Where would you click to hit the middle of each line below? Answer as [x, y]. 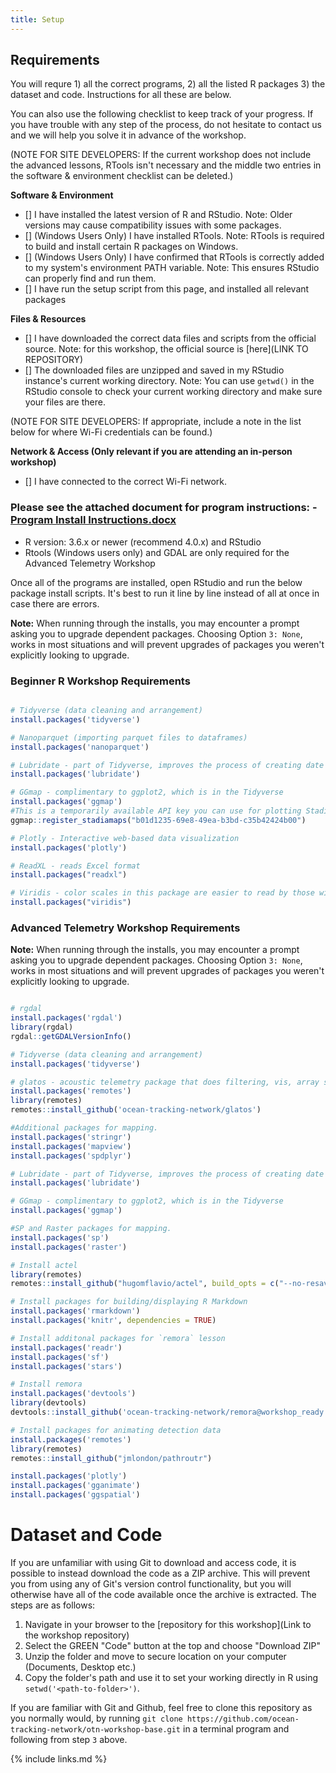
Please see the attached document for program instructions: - [164, 508]
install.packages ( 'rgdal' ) [66, 1018]
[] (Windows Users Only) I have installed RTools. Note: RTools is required [174, 236]
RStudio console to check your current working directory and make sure [173, 392]
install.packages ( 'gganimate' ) [75, 1486]
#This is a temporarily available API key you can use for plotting [156, 811]
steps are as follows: [53, 1605]
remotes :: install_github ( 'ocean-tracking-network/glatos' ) [136, 1110]
